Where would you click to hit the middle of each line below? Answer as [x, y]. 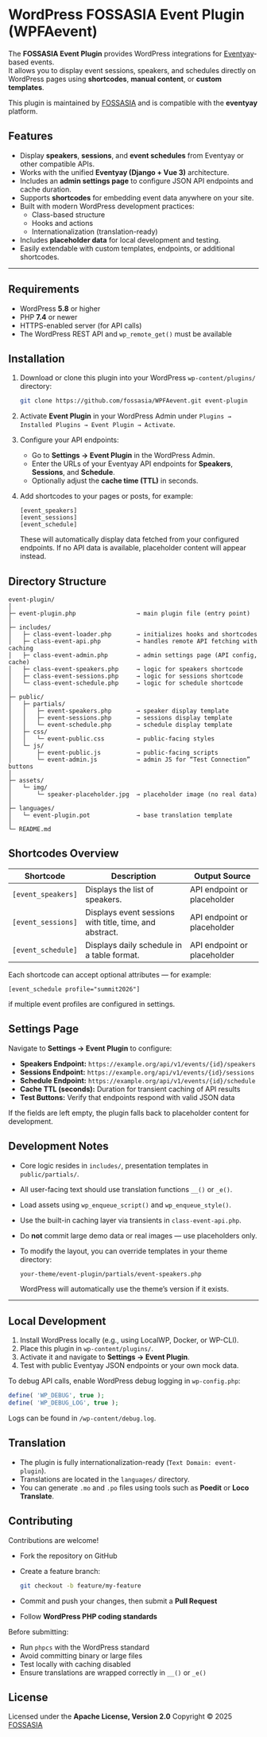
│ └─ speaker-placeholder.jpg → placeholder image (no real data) [133, 795]
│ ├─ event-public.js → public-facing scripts [113, 753]
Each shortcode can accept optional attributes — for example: [110, 974]
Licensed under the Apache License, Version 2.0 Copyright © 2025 [120, 1716]
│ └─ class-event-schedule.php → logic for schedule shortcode [126, 683]
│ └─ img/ [28, 788]
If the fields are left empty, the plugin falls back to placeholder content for [129, 1113]
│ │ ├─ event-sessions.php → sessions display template [120, 718]
